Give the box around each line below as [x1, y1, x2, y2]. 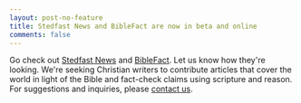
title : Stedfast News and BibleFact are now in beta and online [9, 22, 257, 31]
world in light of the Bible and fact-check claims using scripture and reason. [9, 74, 293, 85]
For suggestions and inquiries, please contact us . [9, 83, 193, 95]
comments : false [9, 30, 71, 39]
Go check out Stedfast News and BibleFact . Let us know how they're [9, 55, 266, 66]
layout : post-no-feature [9, 13, 103, 23]
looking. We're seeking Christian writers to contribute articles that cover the [9, 64, 292, 75]
